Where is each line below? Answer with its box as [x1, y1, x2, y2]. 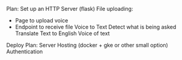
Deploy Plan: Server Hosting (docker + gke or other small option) [6, 42, 169, 48]
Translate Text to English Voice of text [15, 30, 110, 37]
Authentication [6, 48, 43, 55]
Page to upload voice [15, 17, 69, 24]
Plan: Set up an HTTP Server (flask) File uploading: [6, 5, 133, 12]
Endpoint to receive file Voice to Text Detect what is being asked [15, 24, 177, 30]
